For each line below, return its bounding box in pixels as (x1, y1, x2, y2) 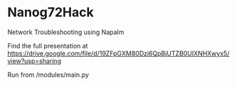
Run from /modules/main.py (7, 70, 89, 79)
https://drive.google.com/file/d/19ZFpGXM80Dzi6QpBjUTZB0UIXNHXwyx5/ (7, 49, 230, 58)
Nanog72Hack (7, 4, 94, 21)
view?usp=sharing (7, 56, 62, 65)
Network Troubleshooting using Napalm (7, 28, 125, 36)
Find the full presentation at (7, 41, 88, 50)
